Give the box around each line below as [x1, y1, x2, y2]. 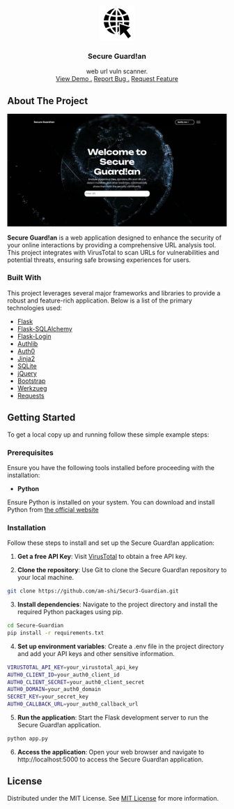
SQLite [17, 361, 37, 370]
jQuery [17, 369, 37, 377]
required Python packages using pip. [17, 608, 124, 616]
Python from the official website [7, 505, 99, 513]
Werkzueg [17, 384, 47, 392]
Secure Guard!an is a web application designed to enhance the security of [7, 233, 221, 242]
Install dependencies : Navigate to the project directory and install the [17, 600, 218, 608]
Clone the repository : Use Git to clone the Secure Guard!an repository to [17, 566, 227, 574]
